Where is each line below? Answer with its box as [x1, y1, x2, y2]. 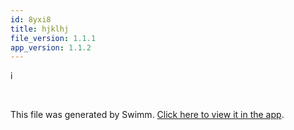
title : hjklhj [10, 24, 70, 34]
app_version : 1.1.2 [10, 42, 92, 53]
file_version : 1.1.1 [10, 33, 97, 43]
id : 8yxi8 [10, 14, 52, 25]
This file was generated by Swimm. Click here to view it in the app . [10, 109, 285, 121]
